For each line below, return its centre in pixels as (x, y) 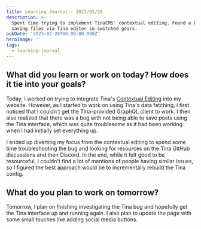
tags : (13, 45)
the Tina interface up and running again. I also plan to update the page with (99, 213)
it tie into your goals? (46, 84)
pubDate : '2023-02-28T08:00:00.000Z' (53, 34)
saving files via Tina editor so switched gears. (74, 28)
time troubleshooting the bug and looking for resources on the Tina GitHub (98, 148)
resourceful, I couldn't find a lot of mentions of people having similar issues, (100, 161)
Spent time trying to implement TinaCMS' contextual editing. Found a (101, 23)
